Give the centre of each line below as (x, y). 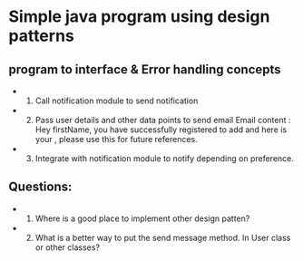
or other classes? (68, 247)
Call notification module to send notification (117, 101)
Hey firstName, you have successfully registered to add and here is (161, 130)
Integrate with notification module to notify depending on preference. (164, 159)
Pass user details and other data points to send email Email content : (163, 120)
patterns (41, 36)
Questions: (40, 187)
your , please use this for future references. (117, 139)
